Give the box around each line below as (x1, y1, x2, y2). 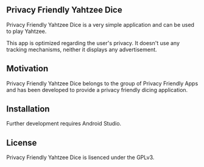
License (6, 137, 37, 148)
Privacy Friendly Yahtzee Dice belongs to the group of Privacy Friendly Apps (6, 79, 199, 87)
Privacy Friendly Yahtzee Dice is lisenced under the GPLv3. (6, 154, 155, 161)
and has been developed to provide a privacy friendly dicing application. (6, 86, 188, 93)
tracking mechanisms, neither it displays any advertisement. (6, 46, 157, 53)
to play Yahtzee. (6, 27, 47, 35)
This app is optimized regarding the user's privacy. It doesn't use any (6, 39, 180, 46)
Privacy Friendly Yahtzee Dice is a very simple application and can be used (6, 21, 195, 28)
